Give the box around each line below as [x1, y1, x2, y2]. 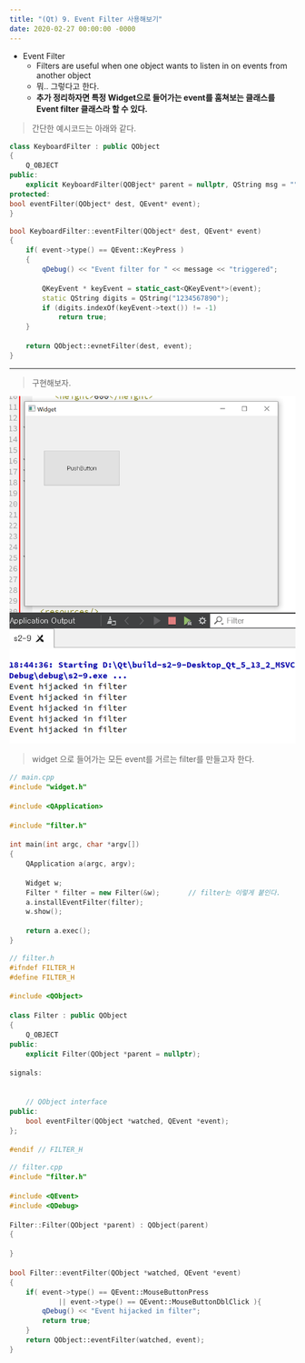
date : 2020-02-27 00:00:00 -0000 [9, 24, 136, 34]
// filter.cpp [9, 1163, 64, 1172]
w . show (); [25, 907, 64, 917]
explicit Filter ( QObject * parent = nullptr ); [25, 1049, 202, 1058]
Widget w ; [25, 878, 64, 887]
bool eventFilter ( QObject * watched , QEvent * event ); [25, 1117, 230, 1126]
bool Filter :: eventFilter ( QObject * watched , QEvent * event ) [9, 1268, 242, 1278]
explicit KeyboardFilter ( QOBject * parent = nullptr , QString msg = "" [25, 180, 299, 189]
